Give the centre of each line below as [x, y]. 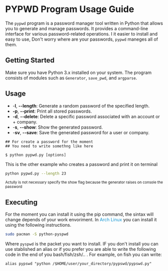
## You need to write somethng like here [49, 146]
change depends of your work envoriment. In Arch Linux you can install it [81, 220]
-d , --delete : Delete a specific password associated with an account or [86, 116]
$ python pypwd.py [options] [36, 155]
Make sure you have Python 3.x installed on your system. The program [78, 72]
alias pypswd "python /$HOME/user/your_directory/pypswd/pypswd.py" [78, 264]
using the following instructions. [38, 225]
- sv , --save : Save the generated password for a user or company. [81, 132]
